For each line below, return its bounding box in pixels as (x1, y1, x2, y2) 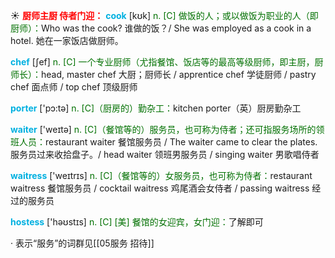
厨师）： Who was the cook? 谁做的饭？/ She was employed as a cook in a (10, 22, 312, 34)
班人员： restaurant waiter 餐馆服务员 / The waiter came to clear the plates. (10, 136, 318, 148)
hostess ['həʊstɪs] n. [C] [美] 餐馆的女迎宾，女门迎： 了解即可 (10, 216, 264, 228)
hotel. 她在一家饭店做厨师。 (10, 35, 124, 46)
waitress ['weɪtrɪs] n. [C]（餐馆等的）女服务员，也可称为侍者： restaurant (10, 170, 313, 181)
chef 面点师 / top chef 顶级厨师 (10, 81, 138, 93)
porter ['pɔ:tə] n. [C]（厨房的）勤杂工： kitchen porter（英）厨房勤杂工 (10, 102, 302, 114)
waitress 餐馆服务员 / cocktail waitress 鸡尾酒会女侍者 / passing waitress (10, 182, 310, 194)
